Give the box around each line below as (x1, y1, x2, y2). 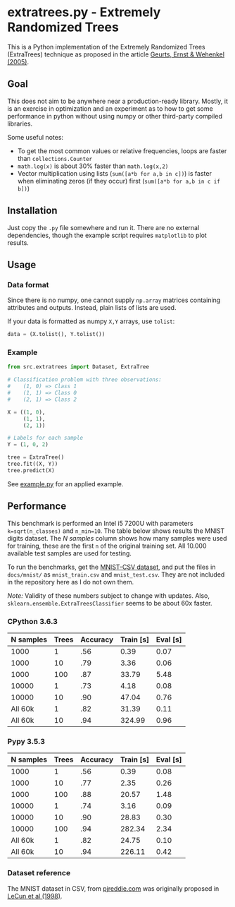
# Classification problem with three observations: (7, 376, 162, 383)
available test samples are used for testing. (7, 548, 132, 558)
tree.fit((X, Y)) (7, 460, 58, 468)
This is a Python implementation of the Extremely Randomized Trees (7, 42, 205, 51)
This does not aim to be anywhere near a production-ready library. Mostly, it (7, 97, 229, 105)
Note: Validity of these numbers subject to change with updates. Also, (7, 591, 210, 600)
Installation (7, 205, 58, 217)
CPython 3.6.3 (7, 616, 58, 626)
